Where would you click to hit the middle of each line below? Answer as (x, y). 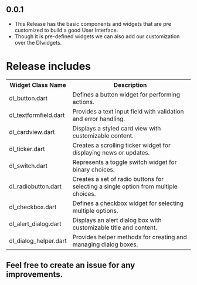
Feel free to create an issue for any (71, 265)
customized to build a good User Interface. (66, 30)
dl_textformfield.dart (37, 115)
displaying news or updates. (111, 152)
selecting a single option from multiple (125, 186)
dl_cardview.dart (32, 132)
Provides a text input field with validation (128, 111)
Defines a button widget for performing (126, 95)
